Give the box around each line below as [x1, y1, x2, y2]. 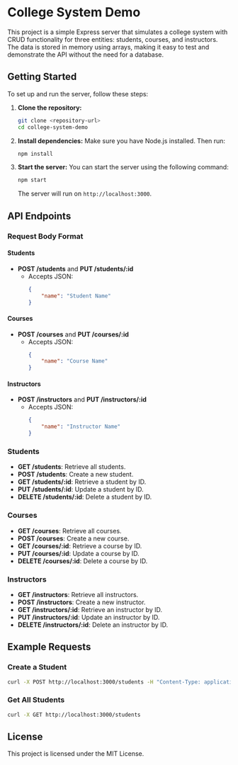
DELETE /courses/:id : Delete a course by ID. [17, 557, 148, 565]
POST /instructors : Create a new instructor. [17, 598, 146, 606]
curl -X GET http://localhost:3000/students [7, 711, 141, 718]
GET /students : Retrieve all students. [17, 463, 126, 471]
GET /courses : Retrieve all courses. [17, 526, 122, 535]
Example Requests [7, 641, 91, 653]
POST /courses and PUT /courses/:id [17, 330, 130, 339]
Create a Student [7, 662, 67, 672]
